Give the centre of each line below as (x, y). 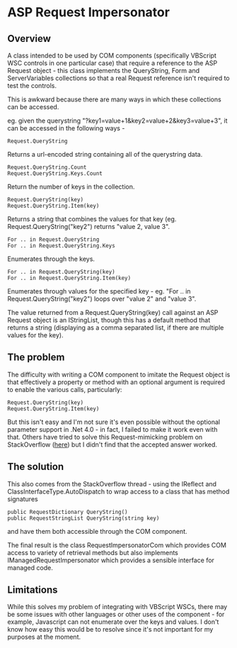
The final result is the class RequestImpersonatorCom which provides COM (117, 545)
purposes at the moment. (44, 637)
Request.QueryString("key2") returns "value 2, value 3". (89, 227)
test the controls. (32, 85)
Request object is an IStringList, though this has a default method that (109, 320)
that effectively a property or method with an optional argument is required (116, 382)
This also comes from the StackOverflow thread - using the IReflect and (112, 484)
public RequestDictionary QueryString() (68, 512)
